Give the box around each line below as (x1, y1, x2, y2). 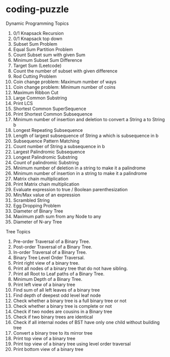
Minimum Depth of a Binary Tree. (13, 276, 83, 282)
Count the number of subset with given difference (13, 67, 118, 74)
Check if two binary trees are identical (13, 313, 93, 320)
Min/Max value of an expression (13, 192, 81, 198)
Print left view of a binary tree (13, 281, 76, 288)
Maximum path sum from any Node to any (13, 213, 101, 219)
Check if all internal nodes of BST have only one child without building (13, 319, 160, 325)
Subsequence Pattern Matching (13, 138, 80, 144)
